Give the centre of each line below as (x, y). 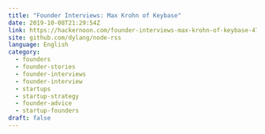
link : (17, 30)
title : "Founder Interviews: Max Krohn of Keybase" (95, 15)
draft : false (30, 118)
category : (24, 52)
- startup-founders (47, 111)
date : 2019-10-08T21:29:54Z (54, 23)
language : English (38, 45)
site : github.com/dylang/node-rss (65, 37)
